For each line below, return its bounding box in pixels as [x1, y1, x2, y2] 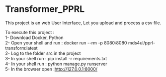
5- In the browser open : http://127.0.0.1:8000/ [5, 66, 98, 72]
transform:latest [5, 45, 38, 51]
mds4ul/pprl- [128, 39, 156, 45]
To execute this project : [5, 29, 55, 35]
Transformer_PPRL [5, 3, 85, 15]
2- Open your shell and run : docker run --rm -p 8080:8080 [5, 39, 127, 45]
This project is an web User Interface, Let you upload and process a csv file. [5, 20, 162, 26]
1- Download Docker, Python [5, 35, 64, 40]
